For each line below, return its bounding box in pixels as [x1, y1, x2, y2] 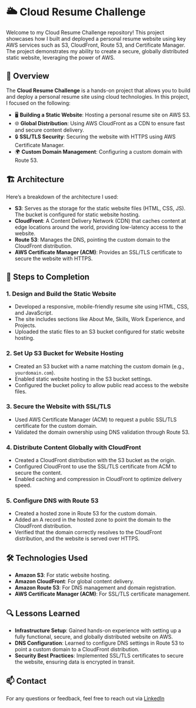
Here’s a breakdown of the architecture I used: [6, 193, 119, 200]
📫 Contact [6, 676, 47, 686]
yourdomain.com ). [14, 369, 56, 376]
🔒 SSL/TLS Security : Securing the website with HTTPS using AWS [14, 133, 176, 140]
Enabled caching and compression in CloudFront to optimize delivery [14, 476, 182, 483]
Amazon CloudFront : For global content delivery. [14, 578, 134, 585]
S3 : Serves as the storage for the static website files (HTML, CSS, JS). [14, 204, 186, 212]
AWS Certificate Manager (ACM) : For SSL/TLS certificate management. [14, 590, 190, 597]
